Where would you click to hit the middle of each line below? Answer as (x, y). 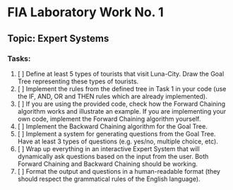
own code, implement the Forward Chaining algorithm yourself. (109, 119)
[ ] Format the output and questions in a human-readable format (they (119, 171)
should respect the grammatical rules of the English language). (109, 179)
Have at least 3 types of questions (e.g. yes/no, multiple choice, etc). (118, 141)
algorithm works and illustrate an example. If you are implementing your (122, 111)
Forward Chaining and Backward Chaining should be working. (107, 164)
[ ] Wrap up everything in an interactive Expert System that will (108, 148)
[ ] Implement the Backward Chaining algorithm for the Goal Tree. (113, 126)
